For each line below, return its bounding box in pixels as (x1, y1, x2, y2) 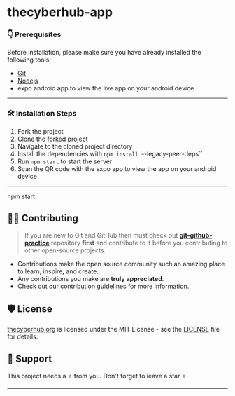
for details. (7, 332, 38, 341)
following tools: (7, 55, 51, 64)
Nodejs (17, 76, 38, 85)
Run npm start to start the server (17, 157, 113, 165)
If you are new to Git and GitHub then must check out (24, 231, 178, 239)
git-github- (179, 231, 213, 239)
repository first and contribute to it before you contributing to (50, 238, 228, 247)
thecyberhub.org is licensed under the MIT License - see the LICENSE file (7, 325, 220, 334)
